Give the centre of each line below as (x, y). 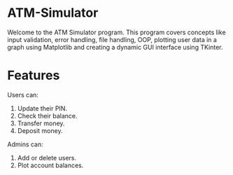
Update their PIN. (42, 108)
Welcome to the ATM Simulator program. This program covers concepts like (116, 32)
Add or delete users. (47, 157)
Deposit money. (40, 130)
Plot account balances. (50, 165)
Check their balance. (47, 115)
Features (34, 76)
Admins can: (25, 144)
